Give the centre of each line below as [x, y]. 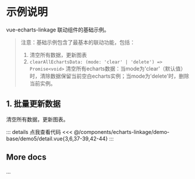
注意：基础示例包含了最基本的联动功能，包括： [78, 42]
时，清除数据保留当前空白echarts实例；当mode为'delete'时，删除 [109, 76]
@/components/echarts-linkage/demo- [122, 132]
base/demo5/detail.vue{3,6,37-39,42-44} [57, 138]
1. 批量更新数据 [33, 104]
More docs [26, 157]
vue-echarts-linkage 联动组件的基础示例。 [58, 30]
